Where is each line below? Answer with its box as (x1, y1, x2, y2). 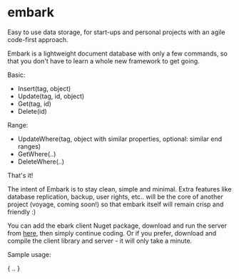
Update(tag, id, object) (17, 92, 85, 100)
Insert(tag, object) (17, 84, 71, 93)
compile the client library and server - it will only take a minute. (7, 236, 193, 245)
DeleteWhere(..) (17, 157, 65, 166)
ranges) (17, 142, 41, 150)
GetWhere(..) (17, 149, 56, 158)
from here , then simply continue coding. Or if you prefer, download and (7, 228, 217, 237)
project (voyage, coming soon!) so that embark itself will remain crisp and (7, 200, 224, 209)
